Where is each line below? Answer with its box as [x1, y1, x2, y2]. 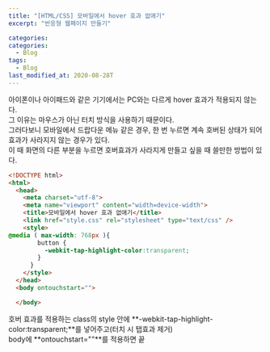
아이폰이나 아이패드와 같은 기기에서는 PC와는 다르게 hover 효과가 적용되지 [8, 94, 243, 104]
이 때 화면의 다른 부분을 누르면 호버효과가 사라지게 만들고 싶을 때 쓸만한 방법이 [8, 145, 255, 154]
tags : [8, 57, 27, 65]
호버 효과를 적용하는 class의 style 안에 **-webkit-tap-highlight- [8, 314, 213, 324]
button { [37, 239, 67, 247]
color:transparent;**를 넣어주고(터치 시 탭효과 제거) [8, 324, 174, 333]
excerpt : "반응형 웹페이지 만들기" [8, 19, 112, 27]
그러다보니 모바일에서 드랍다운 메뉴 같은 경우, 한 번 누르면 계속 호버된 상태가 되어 [8, 124, 263, 134]
